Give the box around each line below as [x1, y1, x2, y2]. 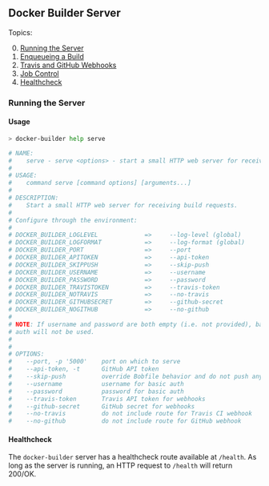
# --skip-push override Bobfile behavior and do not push [8, 372, 249, 381]
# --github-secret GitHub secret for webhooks [8, 402, 195, 411]
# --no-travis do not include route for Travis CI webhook [8, 410, 252, 418]
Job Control [19, 68, 59, 78]
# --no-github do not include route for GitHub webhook [8, 417, 242, 425]
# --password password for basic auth [8, 388, 184, 396]
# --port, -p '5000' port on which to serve [8, 358, 181, 366]
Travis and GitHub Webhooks [19, 60, 117, 70]
